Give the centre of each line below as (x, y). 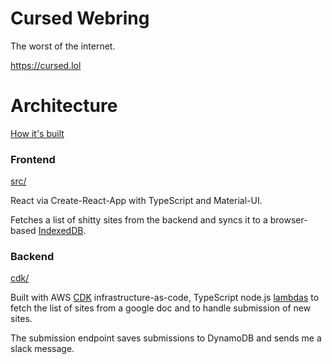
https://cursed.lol (46, 65)
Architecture (64, 106)
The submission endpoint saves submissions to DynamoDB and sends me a (166, 338)
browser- (288, 220)
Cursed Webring (80, 18)
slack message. (42, 349)
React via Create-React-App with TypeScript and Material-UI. (136, 201)
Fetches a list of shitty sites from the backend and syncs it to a (139, 220)
